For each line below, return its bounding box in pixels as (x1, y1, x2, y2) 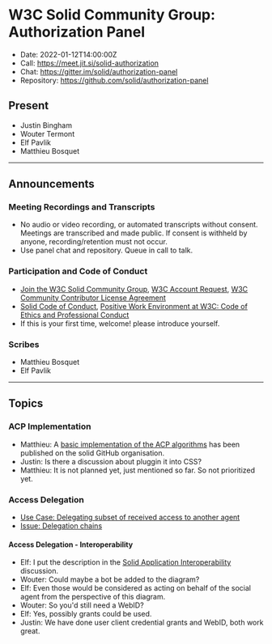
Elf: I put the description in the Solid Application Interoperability (19, 557, 232, 567)
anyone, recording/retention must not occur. (19, 237, 168, 247)
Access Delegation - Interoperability (8, 540, 134, 549)
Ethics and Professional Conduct (19, 310, 130, 320)
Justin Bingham (19, 120, 73, 130)
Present (8, 99, 49, 112)
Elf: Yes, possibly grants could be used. (19, 609, 152, 619)
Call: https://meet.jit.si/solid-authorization (19, 58, 159, 68)
